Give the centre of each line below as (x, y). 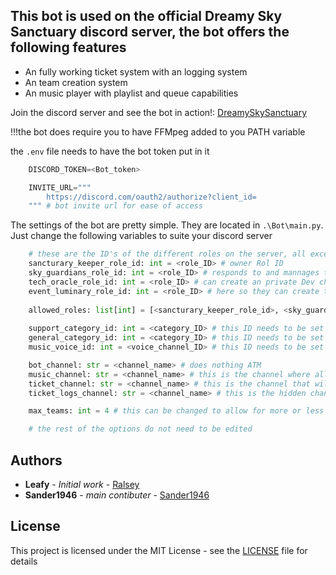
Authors (36, 460)
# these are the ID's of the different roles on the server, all (167, 254)
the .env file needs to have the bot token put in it (110, 151)
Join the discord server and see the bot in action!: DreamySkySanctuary (159, 112)
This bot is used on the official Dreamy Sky (146, 16)
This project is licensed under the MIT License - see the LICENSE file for (159, 550)
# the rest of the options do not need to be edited (140, 429)
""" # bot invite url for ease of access (115, 206)
